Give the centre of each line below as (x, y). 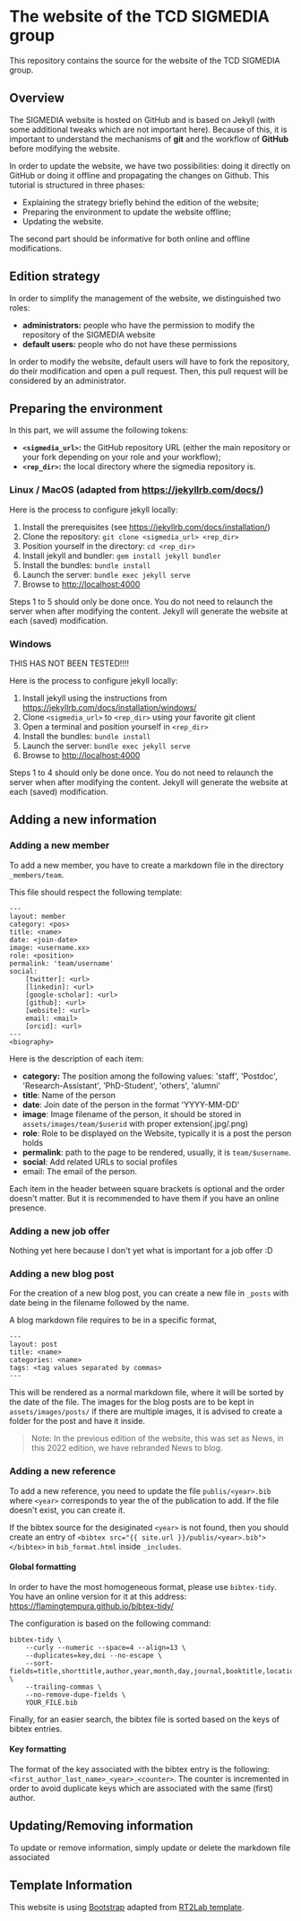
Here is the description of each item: (77, 1058)
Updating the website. (63, 221)
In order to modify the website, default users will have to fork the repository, (150, 362)
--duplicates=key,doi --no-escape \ (94, 1655)
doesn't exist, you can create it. (67, 1510)
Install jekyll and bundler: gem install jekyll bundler (121, 555)
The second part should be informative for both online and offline (130, 239)
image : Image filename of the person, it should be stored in (132, 1113)
